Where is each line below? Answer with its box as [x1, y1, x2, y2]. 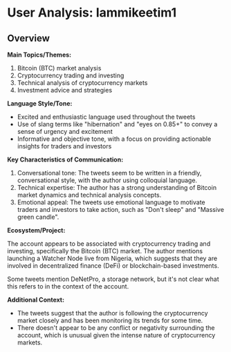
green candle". [17, 213, 59, 221]
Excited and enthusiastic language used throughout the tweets [17, 113, 196, 121]
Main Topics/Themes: [7, 50, 71, 59]
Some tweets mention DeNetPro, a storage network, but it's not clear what [7, 275, 219, 283]
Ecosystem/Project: [7, 226, 66, 234]
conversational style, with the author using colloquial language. [17, 176, 198, 184]
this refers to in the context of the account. [7, 282, 129, 291]
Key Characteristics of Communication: [7, 155, 124, 164]
